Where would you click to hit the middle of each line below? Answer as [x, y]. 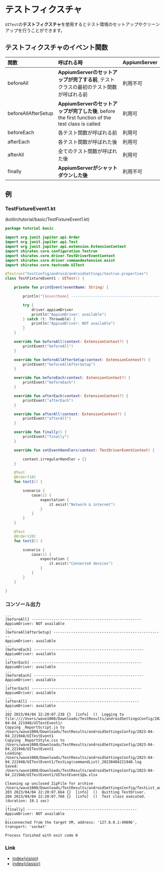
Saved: [12, 766]
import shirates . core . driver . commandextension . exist [60, 260]
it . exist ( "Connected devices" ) [81, 564]
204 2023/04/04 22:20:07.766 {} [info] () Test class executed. [76, 796]
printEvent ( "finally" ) [46, 437]
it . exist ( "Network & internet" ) [82, 504]
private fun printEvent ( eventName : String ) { [61, 287]
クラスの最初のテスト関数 [88, 87]
